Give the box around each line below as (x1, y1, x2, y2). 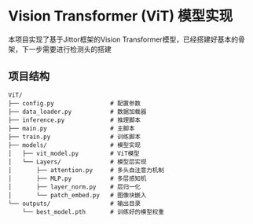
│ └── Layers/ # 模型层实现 (8, 158, 147, 166)
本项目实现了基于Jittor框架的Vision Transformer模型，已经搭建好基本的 (8, 35, 238, 44)
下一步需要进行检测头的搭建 (21, 44, 112, 53)
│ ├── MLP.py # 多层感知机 (8, 174, 147, 182)
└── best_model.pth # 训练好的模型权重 (22, 207, 165, 216)
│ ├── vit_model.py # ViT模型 (8, 149, 140, 157)
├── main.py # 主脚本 (8, 124, 135, 132)
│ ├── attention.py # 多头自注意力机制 (8, 166, 165, 174)
